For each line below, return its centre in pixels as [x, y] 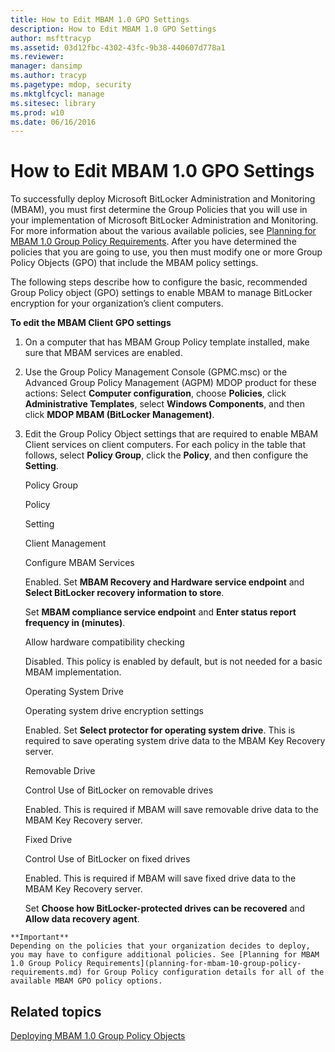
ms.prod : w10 [37, 112]
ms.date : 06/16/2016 [53, 122]
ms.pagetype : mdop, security [71, 85]
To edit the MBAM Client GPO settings [91, 323]
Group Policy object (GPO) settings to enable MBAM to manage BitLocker [161, 293]
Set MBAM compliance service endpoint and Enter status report [160, 612]
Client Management [65, 543]
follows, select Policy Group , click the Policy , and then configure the [166, 455]
